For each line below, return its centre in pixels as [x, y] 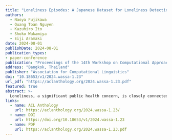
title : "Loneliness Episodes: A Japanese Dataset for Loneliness [76, 10]
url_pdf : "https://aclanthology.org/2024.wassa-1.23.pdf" [68, 82]
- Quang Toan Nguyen [32, 24]
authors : [15, 15]
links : [12, 101]
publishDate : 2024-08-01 [32, 48]
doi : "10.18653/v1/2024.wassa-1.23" [44, 77]
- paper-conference [26, 58]
